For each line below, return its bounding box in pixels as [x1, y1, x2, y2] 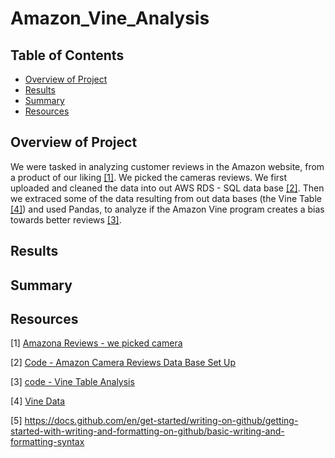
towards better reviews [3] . [10, 213, 122, 226]
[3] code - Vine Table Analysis [10, 376, 135, 388]
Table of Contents [10, 47, 125, 64]
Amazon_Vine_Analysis [10, 7, 210, 30]
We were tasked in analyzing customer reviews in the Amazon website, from [10, 160, 325, 172]
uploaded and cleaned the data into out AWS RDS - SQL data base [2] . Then [10, 182, 325, 194]
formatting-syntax [10, 436, 85, 448]
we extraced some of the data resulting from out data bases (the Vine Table [10, 192, 322, 204]
